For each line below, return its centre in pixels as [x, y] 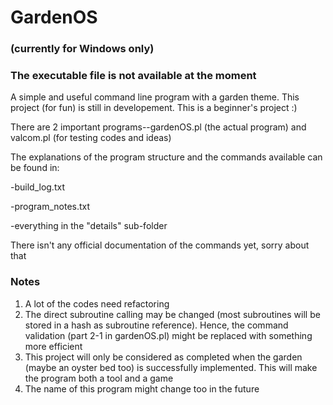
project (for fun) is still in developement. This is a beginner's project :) [154, 108]
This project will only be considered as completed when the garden [163, 357]
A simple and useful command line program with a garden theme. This [155, 97]
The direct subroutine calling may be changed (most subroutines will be [172, 314]
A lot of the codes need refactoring [97, 303]
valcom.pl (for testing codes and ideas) [91, 138]
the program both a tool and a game [99, 378]
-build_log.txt [37, 187]
